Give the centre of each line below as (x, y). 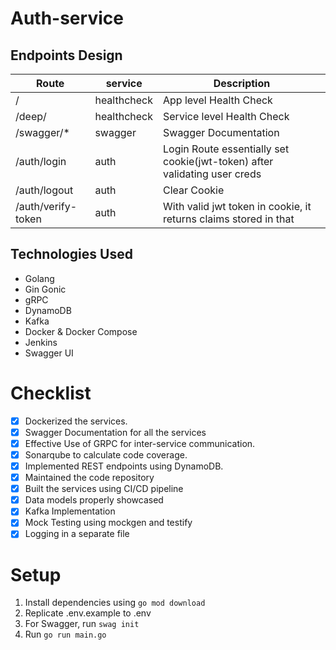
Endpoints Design (66, 55)
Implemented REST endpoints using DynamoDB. (124, 466)
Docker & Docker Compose (81, 331)
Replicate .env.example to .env (88, 613)
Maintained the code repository (89, 478)
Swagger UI (49, 353)
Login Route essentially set (226, 149)
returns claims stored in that (229, 219)
